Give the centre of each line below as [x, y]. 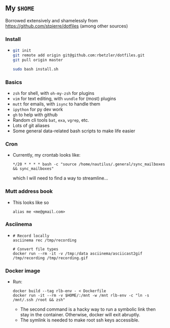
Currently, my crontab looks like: [46, 155]
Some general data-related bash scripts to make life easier [74, 131]
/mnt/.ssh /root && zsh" [39, 300]
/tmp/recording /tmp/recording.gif [50, 258]
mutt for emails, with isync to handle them [56, 104]
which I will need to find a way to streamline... [60, 178]
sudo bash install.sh [35, 69]
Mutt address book [29, 191]
